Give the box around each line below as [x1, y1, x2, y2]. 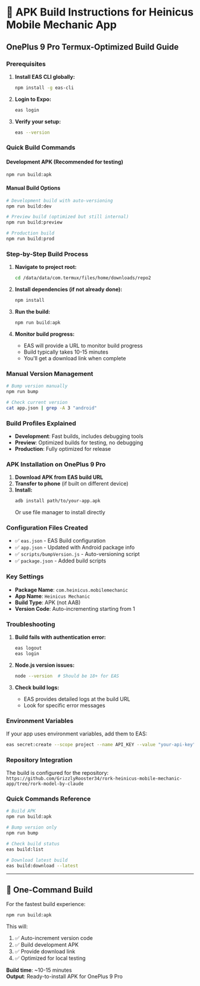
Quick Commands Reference [6, 795, 91, 803]
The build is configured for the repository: [6, 769, 109, 777]
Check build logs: [14, 684, 60, 691]
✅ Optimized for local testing [14, 954, 86, 962]
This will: [6, 923, 28, 930]
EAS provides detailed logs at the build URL [23, 695, 130, 703]
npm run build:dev [6, 203, 52, 209]
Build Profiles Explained [6, 419, 76, 427]
